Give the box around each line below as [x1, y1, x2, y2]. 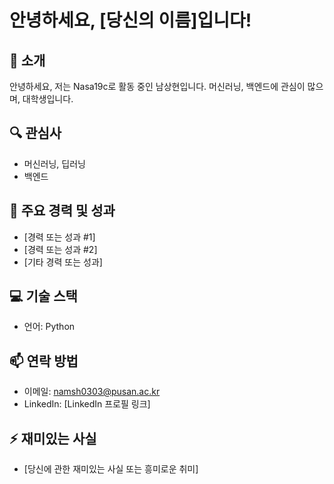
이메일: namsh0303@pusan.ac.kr [23, 386, 161, 398]
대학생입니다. [22, 93, 74, 105]
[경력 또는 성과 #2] [23, 243, 98, 255]
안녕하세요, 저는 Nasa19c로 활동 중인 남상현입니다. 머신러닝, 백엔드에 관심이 [9, 81, 306, 92]
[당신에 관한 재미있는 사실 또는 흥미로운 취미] [23, 463, 199, 475]
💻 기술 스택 [9, 288, 78, 305]
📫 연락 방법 [9, 352, 79, 370]
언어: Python [23, 321, 76, 333]
